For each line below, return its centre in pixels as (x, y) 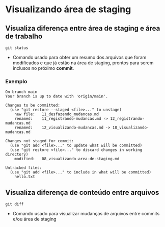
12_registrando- (127, 119)
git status (17, 48)
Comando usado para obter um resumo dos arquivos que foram (79, 57)
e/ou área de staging (35, 219)
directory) (17, 155)
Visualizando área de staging (68, 9)
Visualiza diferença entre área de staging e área (83, 28)
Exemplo (16, 81)
